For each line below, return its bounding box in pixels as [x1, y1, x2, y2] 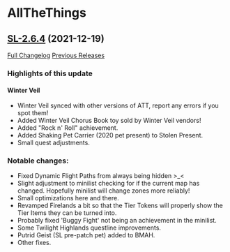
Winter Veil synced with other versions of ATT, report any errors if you [17, 101, 220, 110]
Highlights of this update [7, 68, 93, 78]
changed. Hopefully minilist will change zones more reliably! [17, 186, 190, 195]
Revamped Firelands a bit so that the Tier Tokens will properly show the [17, 201, 223, 210]
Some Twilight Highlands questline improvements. [17, 223, 162, 232]
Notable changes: [7, 156, 69, 165]
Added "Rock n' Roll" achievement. [17, 124, 118, 132]
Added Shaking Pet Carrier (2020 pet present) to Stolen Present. [17, 131, 204, 140]
